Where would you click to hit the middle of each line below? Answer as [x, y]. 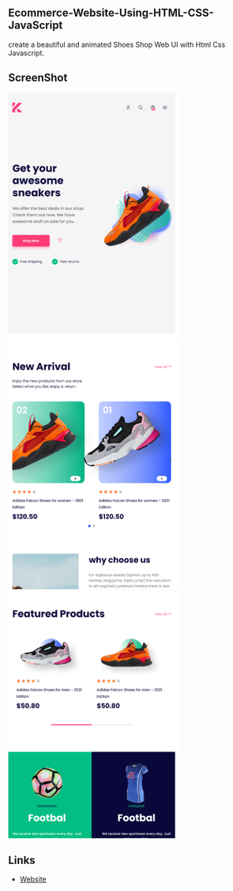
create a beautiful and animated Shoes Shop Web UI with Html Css [117, 44]
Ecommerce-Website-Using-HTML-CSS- [111, 13]
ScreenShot [38, 78]
